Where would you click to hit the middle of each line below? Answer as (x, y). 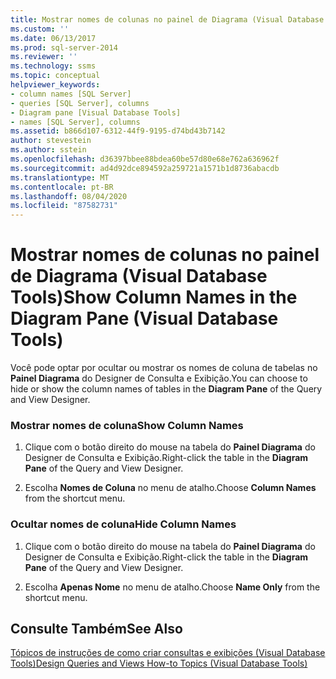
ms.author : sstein (48, 150)
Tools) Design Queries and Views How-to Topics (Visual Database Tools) (159, 663)
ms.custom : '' (40, 29)
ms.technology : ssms (53, 66)
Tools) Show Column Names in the (154, 297)
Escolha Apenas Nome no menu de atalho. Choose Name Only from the (172, 587)
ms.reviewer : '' (44, 57)
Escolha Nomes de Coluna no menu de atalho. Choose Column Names (170, 488)
